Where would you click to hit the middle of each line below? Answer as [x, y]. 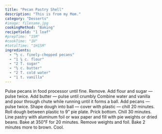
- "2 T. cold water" [30, 73]
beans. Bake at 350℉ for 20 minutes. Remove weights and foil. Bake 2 [75, 122]
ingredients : [18, 50]
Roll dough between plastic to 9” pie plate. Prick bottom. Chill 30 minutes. [78, 112]
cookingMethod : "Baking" [30, 28]
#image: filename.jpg [27, 23]
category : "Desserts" [27, 18]
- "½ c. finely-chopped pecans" [42, 55]
